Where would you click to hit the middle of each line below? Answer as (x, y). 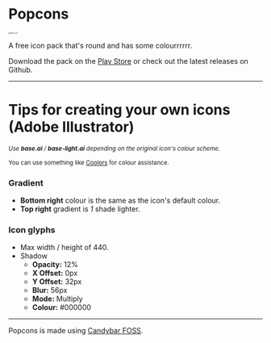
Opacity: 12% (55, 265)
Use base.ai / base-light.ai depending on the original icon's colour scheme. (114, 148)
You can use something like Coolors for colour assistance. (89, 162)
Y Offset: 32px (57, 282)
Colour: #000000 (61, 307)
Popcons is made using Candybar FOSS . (76, 331)
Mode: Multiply (57, 299)
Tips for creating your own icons (119, 110)
